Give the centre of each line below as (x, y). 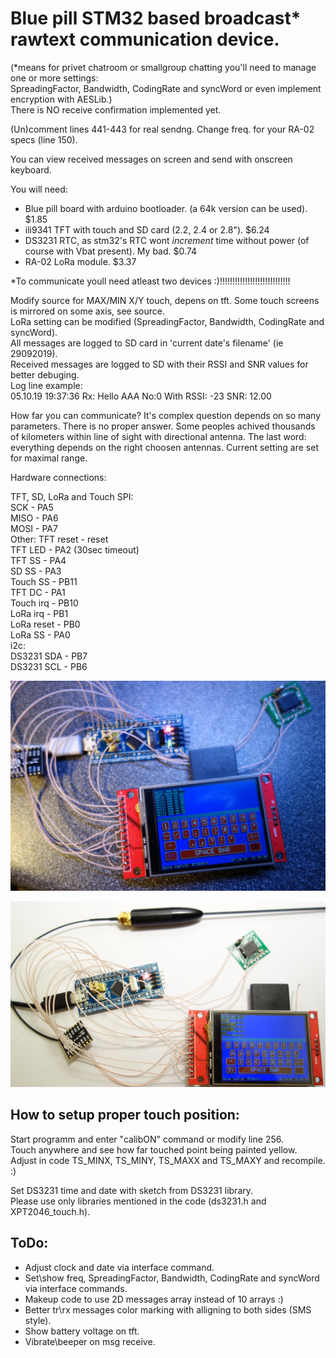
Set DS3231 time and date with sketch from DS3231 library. (132, 1190)
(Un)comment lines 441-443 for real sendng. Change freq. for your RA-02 (162, 129)
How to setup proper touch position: (125, 1115)
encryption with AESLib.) (61, 99)
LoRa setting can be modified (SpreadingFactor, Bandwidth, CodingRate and (167, 321)
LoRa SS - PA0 (40, 634)
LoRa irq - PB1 (39, 613)
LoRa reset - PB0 (45, 624)
